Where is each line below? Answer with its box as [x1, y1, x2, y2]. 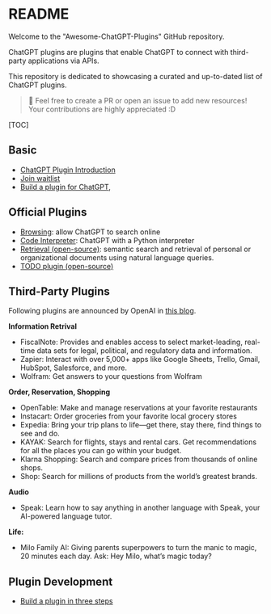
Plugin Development [8, 574, 113, 588]
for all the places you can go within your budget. [19, 446, 182, 456]
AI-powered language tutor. [19, 511, 112, 521]
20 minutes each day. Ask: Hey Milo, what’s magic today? [19, 551, 212, 561]
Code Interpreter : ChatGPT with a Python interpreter [19, 235, 195, 245]
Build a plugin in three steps [19, 596, 113, 606]
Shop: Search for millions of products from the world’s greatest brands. [19, 472, 257, 482]
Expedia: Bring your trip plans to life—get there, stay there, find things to [19, 420, 262, 430]
